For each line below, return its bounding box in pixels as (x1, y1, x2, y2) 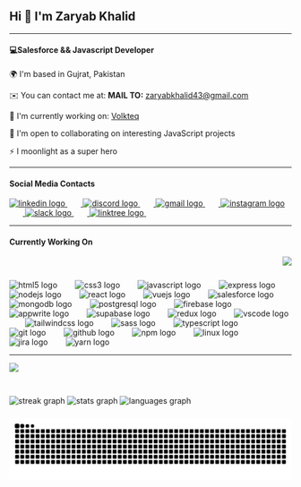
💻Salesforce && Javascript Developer (9, 45, 155, 56)
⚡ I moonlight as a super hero (9, 146, 118, 157)
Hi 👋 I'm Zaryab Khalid (9, 9, 136, 24)
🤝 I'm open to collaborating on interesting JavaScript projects (9, 128, 236, 139)
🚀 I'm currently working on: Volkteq (9, 111, 140, 122)
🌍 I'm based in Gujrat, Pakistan (9, 69, 125, 80)
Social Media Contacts (9, 178, 96, 189)
